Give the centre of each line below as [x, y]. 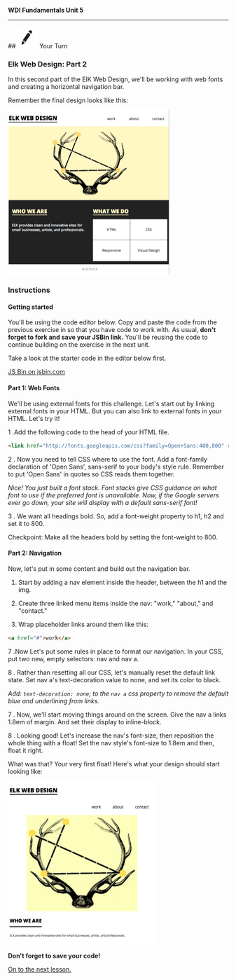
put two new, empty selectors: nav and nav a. [74, 658]
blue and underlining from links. [54, 701]
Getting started [30, 307]
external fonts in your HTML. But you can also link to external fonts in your [115, 411]
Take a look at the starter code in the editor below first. [87, 358]
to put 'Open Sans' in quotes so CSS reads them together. [91, 474]
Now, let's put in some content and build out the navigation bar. [99, 568]
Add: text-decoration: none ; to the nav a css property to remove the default [118, 693]
